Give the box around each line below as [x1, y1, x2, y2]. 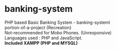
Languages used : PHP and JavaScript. [4, 35, 83, 41]
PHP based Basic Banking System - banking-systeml [4, 19, 110, 25]
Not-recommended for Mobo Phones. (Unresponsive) [4, 30, 112, 35]
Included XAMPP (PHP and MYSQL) [4, 40, 78, 46]
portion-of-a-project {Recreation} [4, 24, 72, 30]
